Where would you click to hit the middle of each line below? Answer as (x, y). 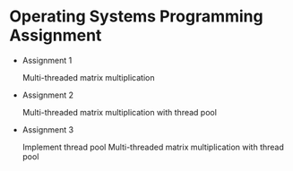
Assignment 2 (48, 95)
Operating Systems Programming (136, 17)
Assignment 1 (47, 60)
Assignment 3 (48, 129)
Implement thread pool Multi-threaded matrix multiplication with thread (153, 147)
